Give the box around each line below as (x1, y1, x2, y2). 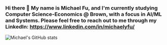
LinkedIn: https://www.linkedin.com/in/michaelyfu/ (5, 23, 135, 30)
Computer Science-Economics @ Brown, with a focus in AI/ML (5, 10, 162, 17)
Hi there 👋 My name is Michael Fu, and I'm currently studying (5, 4, 158, 11)
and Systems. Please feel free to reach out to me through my (5, 17, 157, 24)
